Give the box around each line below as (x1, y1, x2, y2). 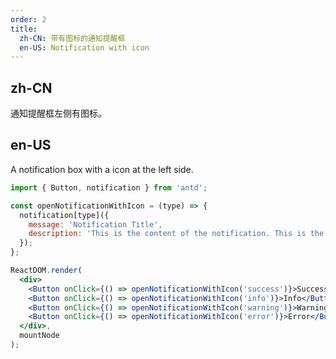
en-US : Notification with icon (19, 42, 150, 53)
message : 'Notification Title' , (28, 219, 163, 230)
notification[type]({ (19, 210, 110, 220)
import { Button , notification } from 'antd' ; (10, 182, 208, 193)
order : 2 (10, 14, 47, 25)
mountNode (19, 331, 60, 341)
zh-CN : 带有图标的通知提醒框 (19, 33, 126, 43)
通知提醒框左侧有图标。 (10, 107, 107, 120)
